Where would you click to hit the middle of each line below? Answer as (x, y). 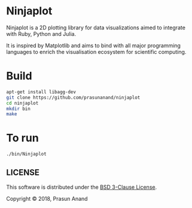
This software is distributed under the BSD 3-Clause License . (82, 187)
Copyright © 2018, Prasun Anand (47, 198)
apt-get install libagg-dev (41, 92)
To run (22, 138)
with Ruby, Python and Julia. (41, 33)
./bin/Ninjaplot (26, 154)
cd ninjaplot (22, 103)
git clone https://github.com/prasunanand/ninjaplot (73, 97)
